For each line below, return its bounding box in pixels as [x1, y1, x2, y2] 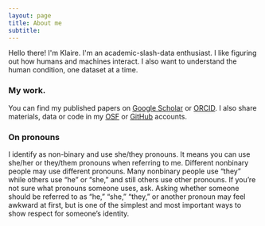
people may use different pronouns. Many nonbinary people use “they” [8, 166, 241, 176]
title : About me [8, 19, 62, 27]
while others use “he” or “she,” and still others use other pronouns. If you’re [8, 174, 256, 184]
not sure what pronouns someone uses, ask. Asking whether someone [8, 183, 240, 193]
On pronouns [8, 131, 60, 142]
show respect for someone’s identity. [8, 208, 130, 218]
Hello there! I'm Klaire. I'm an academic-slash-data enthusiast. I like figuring [8, 49, 257, 58]
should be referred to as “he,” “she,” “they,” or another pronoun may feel [8, 192, 246, 201]
